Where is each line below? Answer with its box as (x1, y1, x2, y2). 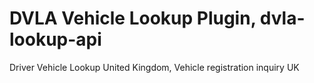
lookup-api (9, 28, 102, 51)
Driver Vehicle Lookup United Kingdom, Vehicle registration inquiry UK (9, 61, 300, 73)
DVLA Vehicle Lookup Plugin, (9, 7, 257, 30)
